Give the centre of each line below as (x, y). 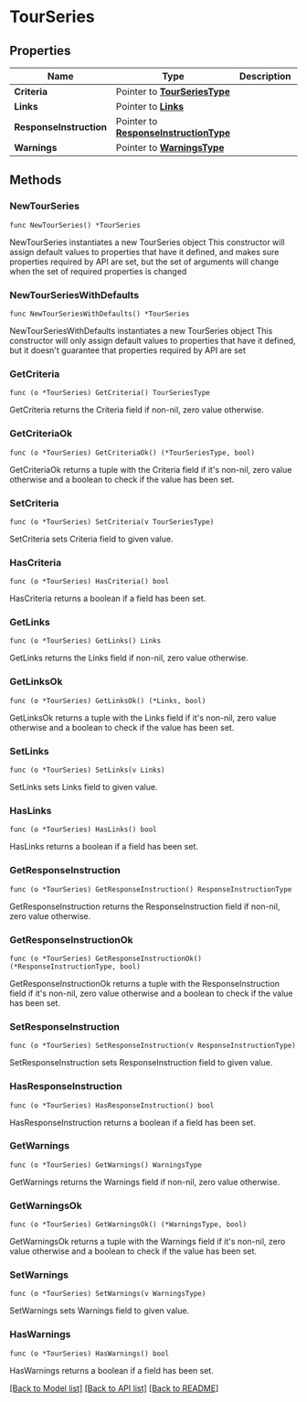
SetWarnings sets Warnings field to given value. (100, 1311)
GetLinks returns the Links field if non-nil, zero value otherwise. (129, 658)
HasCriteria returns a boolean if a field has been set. (108, 599)
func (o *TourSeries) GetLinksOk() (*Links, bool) (108, 701)
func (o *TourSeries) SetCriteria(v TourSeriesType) (112, 522)
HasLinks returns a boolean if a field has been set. (104, 847)
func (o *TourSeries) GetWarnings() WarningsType (106, 1165)
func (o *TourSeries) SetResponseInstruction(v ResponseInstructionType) (153, 1046)
